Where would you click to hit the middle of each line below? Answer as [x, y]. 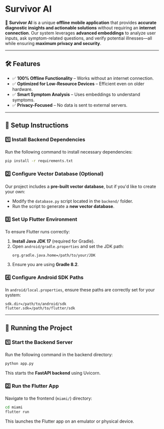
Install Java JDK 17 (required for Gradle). [53, 241]
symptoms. [23, 100]
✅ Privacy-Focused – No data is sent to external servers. [70, 105]
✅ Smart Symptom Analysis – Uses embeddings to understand [76, 94]
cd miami [14, 407]
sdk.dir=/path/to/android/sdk [36, 304]
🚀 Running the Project [39, 328]
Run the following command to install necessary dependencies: [69, 152]
